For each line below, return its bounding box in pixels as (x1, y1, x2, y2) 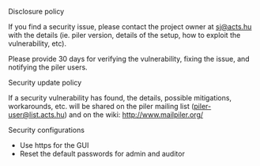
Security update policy (8, 78, 82, 87)
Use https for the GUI (19, 141, 89, 149)
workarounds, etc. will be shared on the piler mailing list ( (8, 102, 194, 111)
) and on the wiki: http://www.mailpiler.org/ (64, 110, 204, 119)
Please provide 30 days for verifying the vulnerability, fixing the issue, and (8, 55, 251, 63)
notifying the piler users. (8, 62, 89, 72)
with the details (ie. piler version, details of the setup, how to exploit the (8, 31, 241, 40)
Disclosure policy (8, 7, 65, 16)
